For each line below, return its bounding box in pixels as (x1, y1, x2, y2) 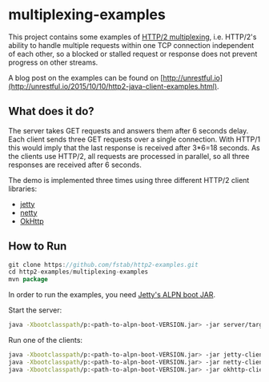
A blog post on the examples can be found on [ (8, 73, 163, 82)
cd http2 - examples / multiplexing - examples (8, 268, 149, 277)
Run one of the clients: (8, 336, 82, 345)
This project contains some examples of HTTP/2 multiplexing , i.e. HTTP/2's (8, 32, 257, 42)
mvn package (8, 276, 48, 284)
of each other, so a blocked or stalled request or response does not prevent (8, 49, 258, 58)
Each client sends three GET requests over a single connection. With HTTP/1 (8, 134, 261, 144)
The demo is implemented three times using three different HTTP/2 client (8, 175, 250, 185)
